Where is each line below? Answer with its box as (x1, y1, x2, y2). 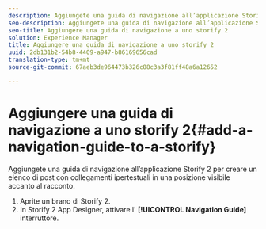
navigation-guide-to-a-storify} (8, 138, 216, 155)
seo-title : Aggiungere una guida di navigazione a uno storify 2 (8, 26, 228, 34)
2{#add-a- (181, 120, 253, 139)
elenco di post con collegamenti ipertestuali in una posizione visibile (8, 172, 231, 182)
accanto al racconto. (8, 181, 75, 190)
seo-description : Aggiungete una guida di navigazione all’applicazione (8, 19, 253, 27)
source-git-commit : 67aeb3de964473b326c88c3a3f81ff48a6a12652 (8, 63, 218, 71)
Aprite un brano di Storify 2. (19, 196, 111, 206)
